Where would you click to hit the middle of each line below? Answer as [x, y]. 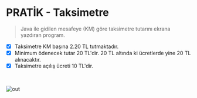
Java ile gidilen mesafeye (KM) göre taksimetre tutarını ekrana [95, 29]
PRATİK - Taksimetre [58, 13]
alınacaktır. [28, 60]
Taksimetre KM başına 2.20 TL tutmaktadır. [67, 46]
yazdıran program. [43, 35]
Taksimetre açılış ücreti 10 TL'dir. [54, 66]
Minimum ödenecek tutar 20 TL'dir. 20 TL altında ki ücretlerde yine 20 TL [103, 53]
